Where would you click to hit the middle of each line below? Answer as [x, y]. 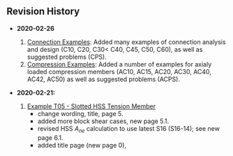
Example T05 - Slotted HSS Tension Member [91, 106]
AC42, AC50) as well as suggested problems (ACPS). [104, 79]
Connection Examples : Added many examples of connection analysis [126, 42]
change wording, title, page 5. [80, 113]
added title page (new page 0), [82, 145]
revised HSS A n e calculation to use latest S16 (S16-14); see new [129, 129]
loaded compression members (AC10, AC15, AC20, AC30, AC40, [119, 71]
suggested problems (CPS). [67, 57]
